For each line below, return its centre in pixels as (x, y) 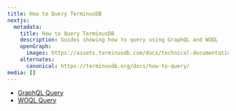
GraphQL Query (40, 93)
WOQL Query (37, 100)
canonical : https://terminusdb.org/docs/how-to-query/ (108, 66)
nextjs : (19, 20)
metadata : (28, 27)
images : (37, 53)
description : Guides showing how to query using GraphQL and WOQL (119, 40)
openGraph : (36, 46)
